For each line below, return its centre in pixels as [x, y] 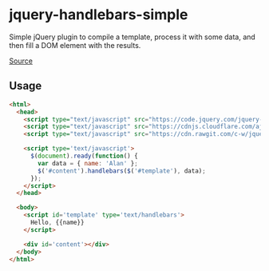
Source [21, 61]
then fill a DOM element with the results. [75, 45]
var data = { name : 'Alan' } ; [88, 163]
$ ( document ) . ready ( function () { [84, 156]
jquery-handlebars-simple [99, 15]
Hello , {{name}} [57, 222]
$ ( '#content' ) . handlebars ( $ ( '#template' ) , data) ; [122, 171]
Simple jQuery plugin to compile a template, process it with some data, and [133, 37]
